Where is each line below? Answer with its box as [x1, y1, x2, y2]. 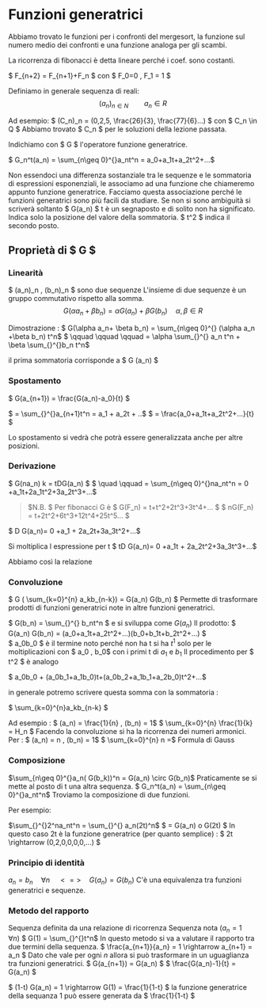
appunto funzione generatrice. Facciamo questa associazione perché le [8, 187, 243, 196]
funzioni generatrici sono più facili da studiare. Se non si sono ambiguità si [8, 196, 251, 205]
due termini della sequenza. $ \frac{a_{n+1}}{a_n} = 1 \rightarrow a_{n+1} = [8, 941, 253, 951]
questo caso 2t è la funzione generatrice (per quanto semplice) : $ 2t [8, 829, 234, 839]
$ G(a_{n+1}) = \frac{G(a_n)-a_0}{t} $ [8, 394, 131, 403]
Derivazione [8, 461, 56, 472]
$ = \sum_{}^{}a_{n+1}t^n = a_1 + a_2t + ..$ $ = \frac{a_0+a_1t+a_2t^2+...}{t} [8, 409, 255, 418]
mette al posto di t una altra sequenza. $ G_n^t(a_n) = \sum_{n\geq [8, 782, 226, 791]
